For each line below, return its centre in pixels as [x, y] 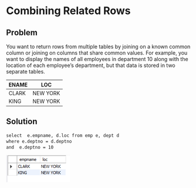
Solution [22, 121]
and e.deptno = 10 [30, 147]
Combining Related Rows [68, 11]
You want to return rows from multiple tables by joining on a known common [98, 46]
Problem [22, 33]
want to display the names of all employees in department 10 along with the [97, 59]
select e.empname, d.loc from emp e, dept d [62, 136]
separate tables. [26, 71]
